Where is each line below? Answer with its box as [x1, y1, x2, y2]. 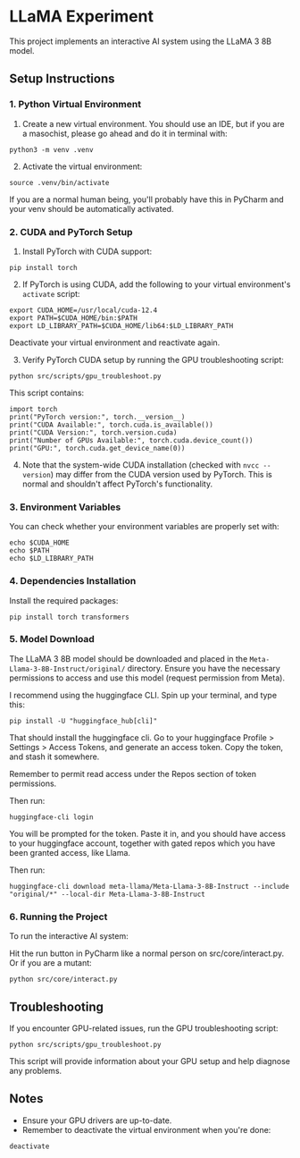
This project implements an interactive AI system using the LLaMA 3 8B [9, 36, 272, 46]
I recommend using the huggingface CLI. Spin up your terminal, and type [9, 689, 278, 700]
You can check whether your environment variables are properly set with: [9, 521, 279, 532]
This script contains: [9, 387, 85, 398]
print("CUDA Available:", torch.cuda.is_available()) [9, 420, 214, 429]
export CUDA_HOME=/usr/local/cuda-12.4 [9, 306, 158, 315]
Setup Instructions [9, 72, 115, 87]
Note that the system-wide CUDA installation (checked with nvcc [21, 459, 260, 470]
